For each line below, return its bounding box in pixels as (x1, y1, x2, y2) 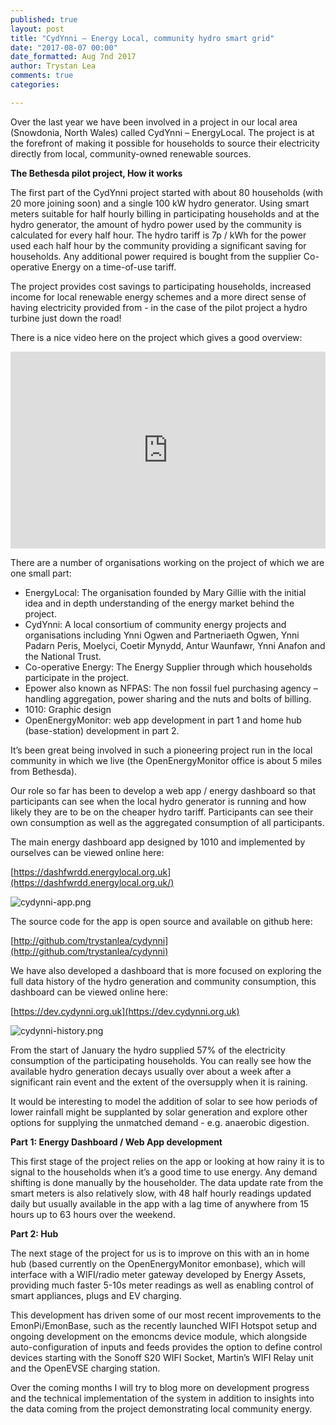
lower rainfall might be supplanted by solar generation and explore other (10, 1106, 308, 1118)
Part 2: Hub (10, 1227, 59, 1240)
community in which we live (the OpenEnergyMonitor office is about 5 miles (10, 754, 323, 766)
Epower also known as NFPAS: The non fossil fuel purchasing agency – (24, 682, 318, 694)
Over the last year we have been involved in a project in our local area (10, 116, 298, 128)
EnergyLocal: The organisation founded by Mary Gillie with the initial (24, 586, 307, 598)
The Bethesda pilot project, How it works (10, 167, 183, 179)
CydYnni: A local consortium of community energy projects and (24, 618, 287, 630)
